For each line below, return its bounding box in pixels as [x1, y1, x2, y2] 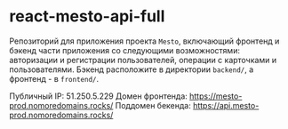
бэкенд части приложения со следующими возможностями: [9, 44, 240, 55]
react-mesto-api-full [9, 6, 165, 27]
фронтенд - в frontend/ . [9, 73, 100, 84]
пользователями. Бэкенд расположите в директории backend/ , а [9, 64, 254, 75]
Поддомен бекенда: [115, 100, 191, 110]
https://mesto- [189, 91, 243, 101]
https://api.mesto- [192, 100, 260, 110]
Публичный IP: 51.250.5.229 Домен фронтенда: [9, 91, 188, 101]
